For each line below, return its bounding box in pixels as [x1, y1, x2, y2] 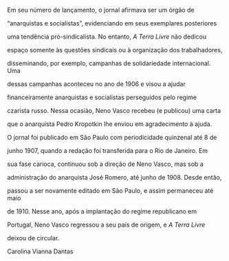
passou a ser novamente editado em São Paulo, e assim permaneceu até [7, 187, 214, 195]
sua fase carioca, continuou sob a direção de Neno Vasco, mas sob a [7, 160, 204, 168]
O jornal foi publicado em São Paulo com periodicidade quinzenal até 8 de [7, 134, 217, 141]
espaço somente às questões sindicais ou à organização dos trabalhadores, [7, 46, 223, 54]
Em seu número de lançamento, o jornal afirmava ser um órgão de [7, 6, 195, 14]
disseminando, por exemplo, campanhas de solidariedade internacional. [7, 59, 211, 67]
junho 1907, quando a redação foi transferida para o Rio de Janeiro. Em [7, 147, 208, 154]
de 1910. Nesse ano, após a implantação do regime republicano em [7, 207, 197, 216]
